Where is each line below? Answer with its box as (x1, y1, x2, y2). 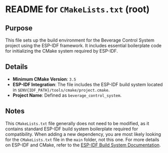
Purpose (5, 24, 33, 32)
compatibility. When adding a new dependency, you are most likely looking (5, 131, 161, 137)
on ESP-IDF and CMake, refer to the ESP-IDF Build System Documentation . (5, 142, 161, 148)
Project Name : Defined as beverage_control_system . (12, 92, 122, 98)
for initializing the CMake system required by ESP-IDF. (5, 48, 118, 54)
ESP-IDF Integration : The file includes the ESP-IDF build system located (12, 81, 163, 87)
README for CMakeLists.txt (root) (5, 4, 150, 15)
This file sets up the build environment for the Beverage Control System (5, 37, 155, 43)
